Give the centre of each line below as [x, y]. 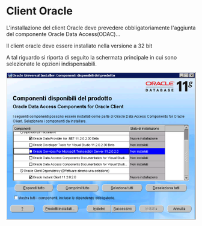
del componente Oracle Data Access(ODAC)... [63, 34]
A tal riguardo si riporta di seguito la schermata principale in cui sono [92, 57]
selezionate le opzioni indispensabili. [52, 64]
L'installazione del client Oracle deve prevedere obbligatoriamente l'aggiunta [101, 28]
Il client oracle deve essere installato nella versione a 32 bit [79, 46]
